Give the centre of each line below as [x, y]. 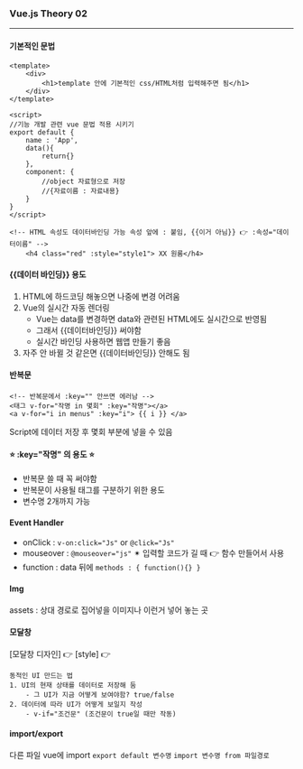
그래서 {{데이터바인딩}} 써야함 [88, 330]
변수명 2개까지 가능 [56, 501]
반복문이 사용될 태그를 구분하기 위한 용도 [93, 490]
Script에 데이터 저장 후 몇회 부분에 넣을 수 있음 [91, 431]
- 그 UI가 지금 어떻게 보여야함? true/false [100, 695]
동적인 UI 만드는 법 [41, 675]
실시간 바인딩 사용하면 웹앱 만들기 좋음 [103, 341]
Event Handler [37, 523]
